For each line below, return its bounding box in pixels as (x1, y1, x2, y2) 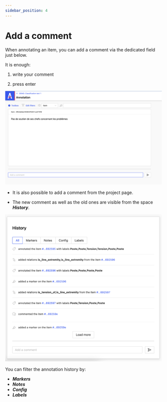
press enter (12, 81, 36, 87)
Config (12, 387, 27, 393)
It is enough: (5, 61, 31, 67)
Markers (12, 376, 31, 382)
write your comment (12, 71, 54, 77)
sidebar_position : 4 (5, 8, 48, 13)
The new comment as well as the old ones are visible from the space (12, 199, 153, 205)
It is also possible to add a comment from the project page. (12, 190, 133, 196)
